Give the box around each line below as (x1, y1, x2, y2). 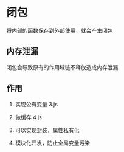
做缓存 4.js (15, 113, 43, 120)
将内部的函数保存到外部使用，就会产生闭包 (6, 27, 113, 34)
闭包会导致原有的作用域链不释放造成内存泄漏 (6, 63, 119, 71)
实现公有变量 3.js (15, 100, 58, 108)
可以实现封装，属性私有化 (15, 126, 80, 134)
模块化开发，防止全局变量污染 (15, 139, 90, 147)
